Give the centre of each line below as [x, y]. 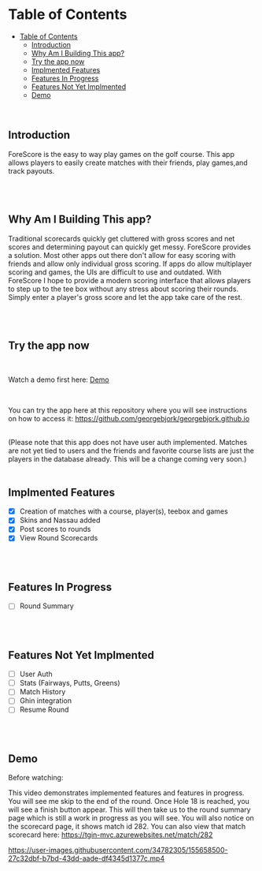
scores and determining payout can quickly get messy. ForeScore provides [130, 247]
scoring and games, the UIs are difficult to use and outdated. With [115, 272]
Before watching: [36, 778]
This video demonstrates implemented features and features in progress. [127, 793]
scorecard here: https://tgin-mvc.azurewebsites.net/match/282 [111, 835]
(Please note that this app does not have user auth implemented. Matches [128, 443]
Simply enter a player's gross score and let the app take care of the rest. [125, 297]
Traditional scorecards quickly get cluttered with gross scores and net [122, 238]
